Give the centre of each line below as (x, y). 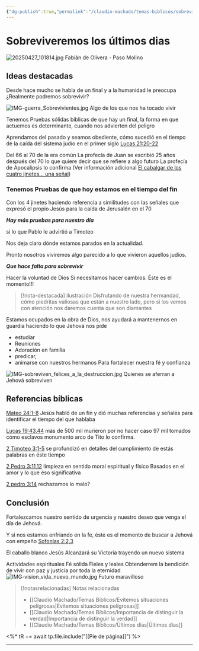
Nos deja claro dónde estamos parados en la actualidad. (75, 243)
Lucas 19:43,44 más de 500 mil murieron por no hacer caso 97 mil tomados (99, 431)
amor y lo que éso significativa (44, 473)
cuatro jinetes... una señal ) (38, 174)
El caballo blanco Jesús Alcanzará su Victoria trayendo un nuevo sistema (95, 553)
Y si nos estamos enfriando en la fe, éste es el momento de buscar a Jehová (99, 535)
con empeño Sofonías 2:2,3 (40, 541)
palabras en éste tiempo (36, 455)
